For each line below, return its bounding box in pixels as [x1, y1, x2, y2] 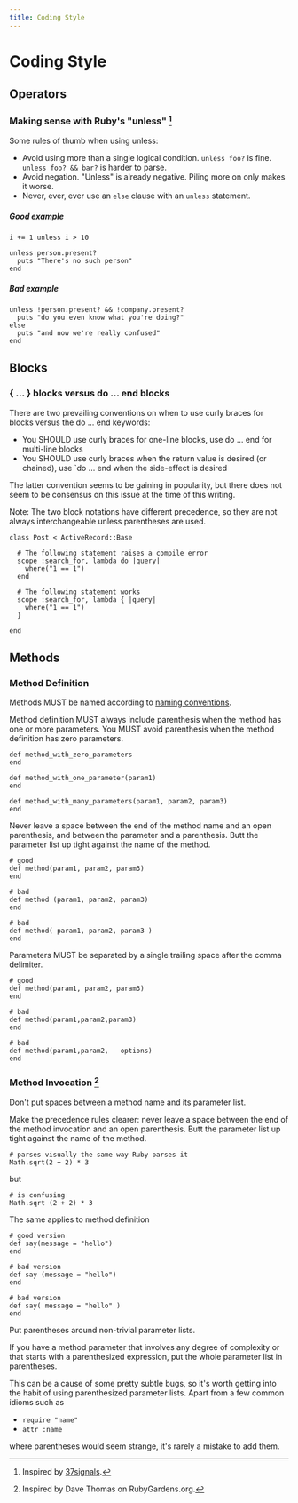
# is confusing [9, 1191, 66, 1200]
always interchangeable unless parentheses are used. [9, 516, 207, 526]
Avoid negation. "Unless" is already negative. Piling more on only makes [21, 171, 286, 182]
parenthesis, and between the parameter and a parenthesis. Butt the [9, 830, 259, 841]
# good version [9, 1232, 66, 1241]
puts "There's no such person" [17, 256, 133, 265]
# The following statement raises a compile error [17, 548, 208, 557]
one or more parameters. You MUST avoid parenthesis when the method [9, 724, 275, 734]
